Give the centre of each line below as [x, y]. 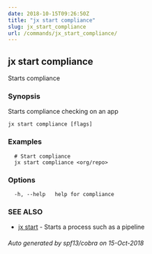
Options [22, 180]
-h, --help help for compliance [64, 194]
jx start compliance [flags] [50, 124]
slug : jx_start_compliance [47, 27]
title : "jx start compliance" [52, 20]
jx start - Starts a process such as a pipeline [81, 227]
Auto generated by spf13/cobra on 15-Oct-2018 [76, 243]
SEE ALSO [25, 211]
